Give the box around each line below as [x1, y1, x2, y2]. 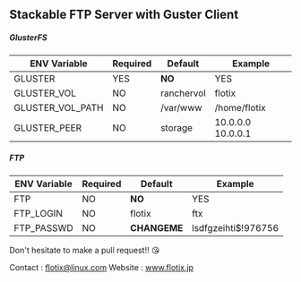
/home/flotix [214, 102, 266, 115]
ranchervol [159, 87, 206, 99]
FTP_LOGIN [13, 208, 63, 220]
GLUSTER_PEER [13, 122, 82, 134]
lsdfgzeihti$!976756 [192, 222, 279, 235]
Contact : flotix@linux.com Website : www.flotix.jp [9, 262, 194, 273]
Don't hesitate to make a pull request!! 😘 [9, 245, 160, 256]
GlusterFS [9, 31, 47, 43]
